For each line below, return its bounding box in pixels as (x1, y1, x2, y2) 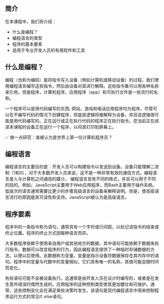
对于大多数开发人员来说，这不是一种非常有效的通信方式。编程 (28, 170, 153, 176)
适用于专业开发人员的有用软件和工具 (12, 47, 85, 53)
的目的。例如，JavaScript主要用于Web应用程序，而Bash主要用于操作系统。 (5, 182, 157, 188)
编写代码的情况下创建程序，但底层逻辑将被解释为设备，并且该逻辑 (18, 111, 150, 117)
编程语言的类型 (12, 35, 42, 41)
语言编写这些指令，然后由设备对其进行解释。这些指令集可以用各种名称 (18, 83, 159, 89)
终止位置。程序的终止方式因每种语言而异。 (5, 230, 91, 236)
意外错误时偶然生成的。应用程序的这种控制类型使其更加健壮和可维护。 (9, 282, 150, 287)
